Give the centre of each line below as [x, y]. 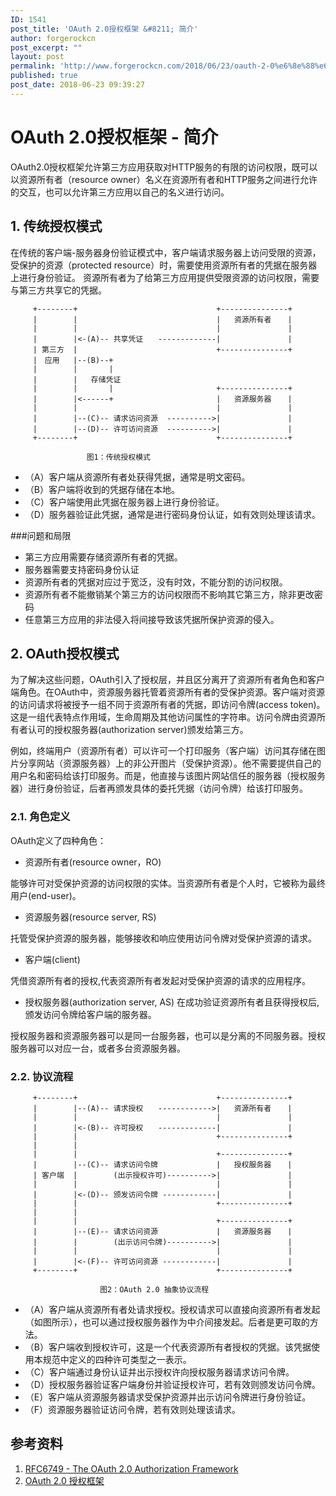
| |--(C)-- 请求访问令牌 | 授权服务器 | [162, 1164]
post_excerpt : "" [46, 47]
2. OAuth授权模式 [65, 653]
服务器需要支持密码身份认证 [82, 569]
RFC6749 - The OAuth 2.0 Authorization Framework [131, 1468]
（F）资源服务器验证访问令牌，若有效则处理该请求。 [133, 1409]
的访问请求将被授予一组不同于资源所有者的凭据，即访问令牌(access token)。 [168, 705]
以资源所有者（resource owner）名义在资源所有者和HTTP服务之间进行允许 [164, 179]
